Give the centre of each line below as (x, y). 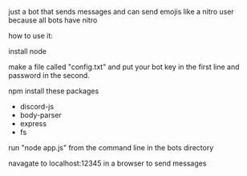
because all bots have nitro (53, 20)
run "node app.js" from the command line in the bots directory (111, 147)
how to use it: (31, 36)
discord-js (37, 106)
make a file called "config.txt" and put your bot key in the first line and (124, 67)
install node (27, 51)
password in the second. (49, 75)
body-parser (40, 115)
